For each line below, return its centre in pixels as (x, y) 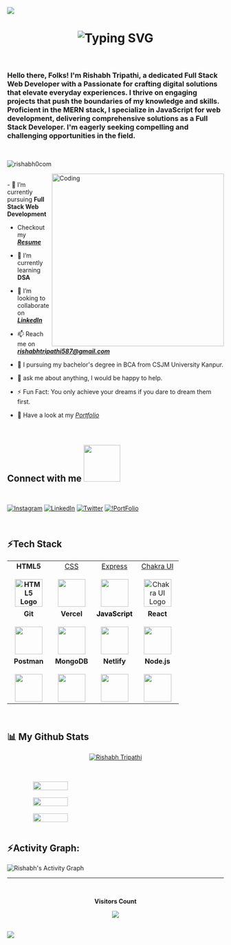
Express (114, 566)
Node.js (157, 661)
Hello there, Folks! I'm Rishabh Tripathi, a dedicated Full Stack (112, 75)
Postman (29, 661)
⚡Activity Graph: (44, 848)
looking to (31, 298)
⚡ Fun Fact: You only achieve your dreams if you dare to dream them (114, 392)
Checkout (31, 228)
